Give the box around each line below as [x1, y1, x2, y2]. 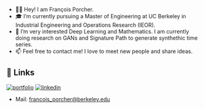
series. [15, 41, 32, 48]
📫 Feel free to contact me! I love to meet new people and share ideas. [15, 47, 193, 55]
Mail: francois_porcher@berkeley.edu [15, 95, 110, 103]
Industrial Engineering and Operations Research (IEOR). [15, 21, 156, 29]
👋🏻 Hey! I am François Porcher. [15, 6, 94, 13]
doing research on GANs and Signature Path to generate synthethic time [15, 34, 198, 41]
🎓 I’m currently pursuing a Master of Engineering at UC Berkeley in [15, 13, 186, 19]
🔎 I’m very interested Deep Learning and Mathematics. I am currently [15, 28, 189, 35]
